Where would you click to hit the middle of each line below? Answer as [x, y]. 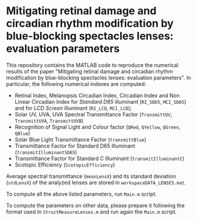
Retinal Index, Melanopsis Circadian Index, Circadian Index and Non [97, 95]
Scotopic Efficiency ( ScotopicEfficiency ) [65, 165]
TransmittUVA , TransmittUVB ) [49, 120]
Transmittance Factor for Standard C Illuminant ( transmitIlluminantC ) [99, 158]
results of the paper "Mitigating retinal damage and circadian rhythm [90, 71]
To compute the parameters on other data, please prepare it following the [96, 205]
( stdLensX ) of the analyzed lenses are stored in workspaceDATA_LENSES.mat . [96, 182]
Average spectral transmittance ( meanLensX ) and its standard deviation [91, 176]
